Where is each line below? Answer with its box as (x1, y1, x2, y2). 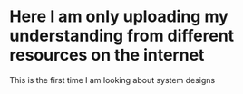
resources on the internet (9, 45, 205, 65)
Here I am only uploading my (9, 6, 228, 27)
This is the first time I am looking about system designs (9, 74, 216, 85)
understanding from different (9, 25, 235, 46)
